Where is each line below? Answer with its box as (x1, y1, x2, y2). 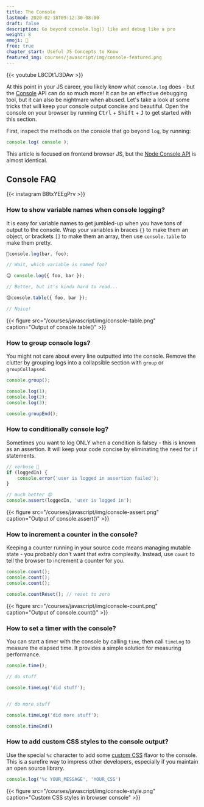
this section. (6, 115, 37, 123)
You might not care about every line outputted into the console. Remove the (6, 352, 196, 360)
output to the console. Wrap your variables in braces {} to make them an (6, 226, 189, 233)
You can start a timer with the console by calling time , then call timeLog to (6, 638, 191, 645)
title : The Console (6, 9, 56, 15)
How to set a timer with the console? (6, 624, 116, 632)
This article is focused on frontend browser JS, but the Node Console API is (6, 150, 197, 157)
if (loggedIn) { (6, 469, 47, 476)
